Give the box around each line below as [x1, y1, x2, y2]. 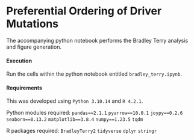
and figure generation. [6, 43, 62, 50]
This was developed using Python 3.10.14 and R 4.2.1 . [6, 97, 143, 105]
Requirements [6, 84, 43, 91]
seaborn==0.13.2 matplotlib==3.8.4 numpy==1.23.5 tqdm [6, 117, 143, 123]
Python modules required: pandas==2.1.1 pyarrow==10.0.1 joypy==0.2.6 [6, 109, 183, 117]
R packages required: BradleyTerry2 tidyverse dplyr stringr [6, 127, 157, 135]
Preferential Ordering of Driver [6, 4, 162, 18]
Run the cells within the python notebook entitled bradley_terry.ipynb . [6, 70, 183, 78]
